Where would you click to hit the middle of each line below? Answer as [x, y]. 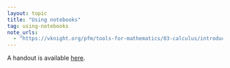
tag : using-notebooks [38, 26]
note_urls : [23, 32]
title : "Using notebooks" [44, 20]
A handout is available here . [46, 58]
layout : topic [27, 13]
